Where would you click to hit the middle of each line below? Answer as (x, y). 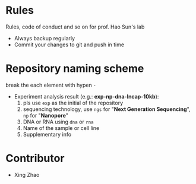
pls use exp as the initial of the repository (73, 103)
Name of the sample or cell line (61, 128)
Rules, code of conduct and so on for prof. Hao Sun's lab (75, 27)
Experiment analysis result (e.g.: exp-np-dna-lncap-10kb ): (86, 96)
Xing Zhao (27, 175)
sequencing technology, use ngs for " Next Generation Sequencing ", (107, 109)
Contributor (35, 158)
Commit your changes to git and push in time (69, 45)
